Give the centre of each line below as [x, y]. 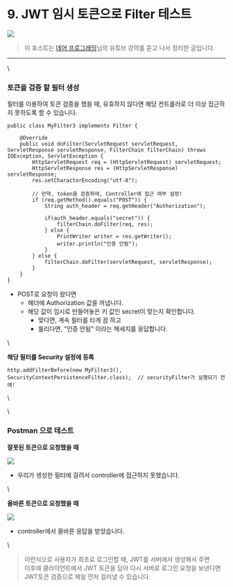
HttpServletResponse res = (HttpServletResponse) [105, 168]
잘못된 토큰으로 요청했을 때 [43, 447]
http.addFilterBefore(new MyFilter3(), [65, 370]
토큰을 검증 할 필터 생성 [43, 88]
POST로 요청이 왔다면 [47, 294]
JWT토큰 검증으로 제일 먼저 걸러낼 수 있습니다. [87, 577]
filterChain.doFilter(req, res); [105, 224]
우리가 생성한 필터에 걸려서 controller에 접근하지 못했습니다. [98, 475]
